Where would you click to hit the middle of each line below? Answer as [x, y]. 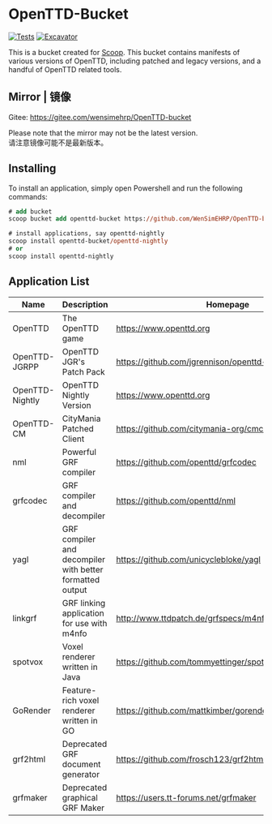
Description [85, 304]
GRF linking [84, 603]
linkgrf [25, 618]
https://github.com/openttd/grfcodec [186, 461]
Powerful [79, 452]
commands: [28, 196]
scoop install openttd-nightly [61, 256]
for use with [85, 623]
